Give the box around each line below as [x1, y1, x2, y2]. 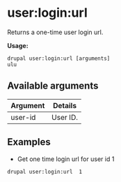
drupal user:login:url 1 [7, 168, 82, 175]
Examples [7, 136, 51, 148]
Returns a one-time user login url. [7, 28, 104, 36]
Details [53, 100, 77, 110]
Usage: [7, 41, 29, 50]
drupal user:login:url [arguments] [7, 54, 111, 62]
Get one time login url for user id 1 [17, 155, 115, 163]
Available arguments [7, 80, 99, 92]
